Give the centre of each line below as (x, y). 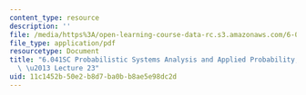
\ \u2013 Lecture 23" (59, 69)
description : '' (40, 26)
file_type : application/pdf (63, 43)
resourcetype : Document (55, 52)
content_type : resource (55, 18)
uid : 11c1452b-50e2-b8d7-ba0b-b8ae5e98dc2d (93, 77)
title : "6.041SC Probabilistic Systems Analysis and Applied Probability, (154, 60)
